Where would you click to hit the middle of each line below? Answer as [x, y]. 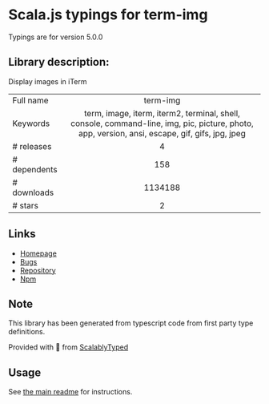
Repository [38, 270]
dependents [35, 169]
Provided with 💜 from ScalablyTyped [68, 347]
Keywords [31, 123]
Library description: [59, 62]
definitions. [27, 332]
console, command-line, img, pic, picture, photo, [162, 123]
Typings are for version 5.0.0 [56, 37]
